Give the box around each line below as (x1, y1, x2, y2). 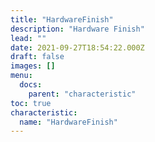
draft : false (10, 52, 65, 62)
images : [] (10, 61, 56, 71)
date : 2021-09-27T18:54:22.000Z (10, 42, 145, 53)
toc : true (10, 98, 52, 108)
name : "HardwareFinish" (19, 117, 118, 127)
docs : (19, 80, 43, 90)
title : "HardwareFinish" (10, 14, 114, 25)
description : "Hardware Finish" (10, 24, 145, 34)
